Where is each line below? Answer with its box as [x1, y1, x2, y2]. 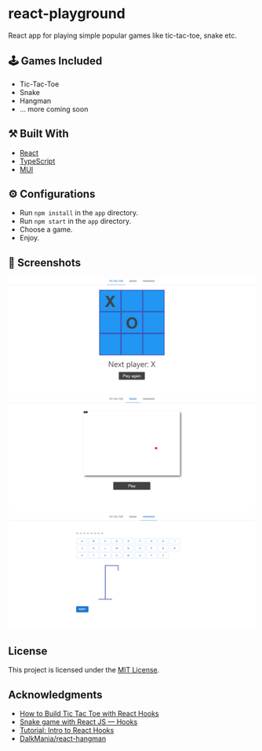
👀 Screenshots [8, 256, 82, 269]
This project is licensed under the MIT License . [8, 665, 160, 675]
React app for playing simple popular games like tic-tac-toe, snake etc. [8, 31, 238, 40]
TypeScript [19, 156, 56, 166]
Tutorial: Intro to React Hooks [19, 726, 115, 735]
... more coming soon [19, 104, 89, 114]
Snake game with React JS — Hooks [19, 717, 138, 727]
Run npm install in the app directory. [19, 208, 139, 218]
